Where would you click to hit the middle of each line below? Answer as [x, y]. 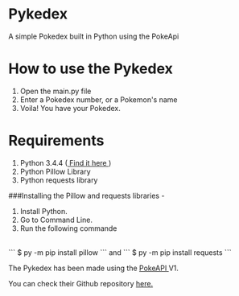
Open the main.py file [56, 91]
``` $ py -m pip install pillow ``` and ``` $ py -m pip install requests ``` [120, 252]
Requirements [56, 141]
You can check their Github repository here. [81, 283]
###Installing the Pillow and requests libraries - [87, 195]
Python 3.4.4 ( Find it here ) [66, 162]
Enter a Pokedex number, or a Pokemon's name [99, 99]
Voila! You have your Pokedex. [70, 108]
